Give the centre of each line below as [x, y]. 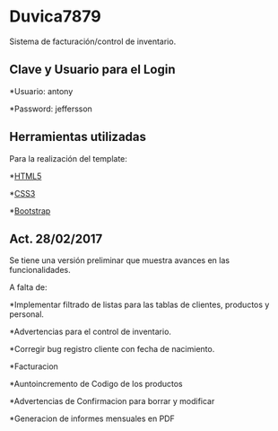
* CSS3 [22, 193]
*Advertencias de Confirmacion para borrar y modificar [112, 401]
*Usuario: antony [41, 91]
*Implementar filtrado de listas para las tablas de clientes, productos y [139, 305]
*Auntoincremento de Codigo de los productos [96, 384]
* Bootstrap [30, 211]
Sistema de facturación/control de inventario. [93, 41]
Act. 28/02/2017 [56, 238]
